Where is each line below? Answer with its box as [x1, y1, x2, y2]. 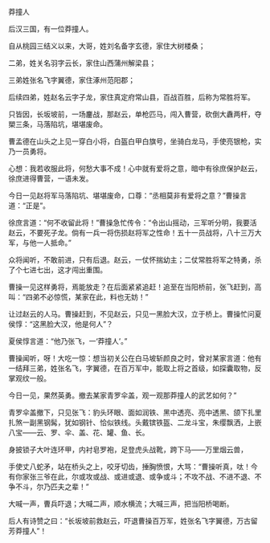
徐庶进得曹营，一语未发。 [8, 174, 93, 183]
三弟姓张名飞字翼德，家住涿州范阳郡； [8, 76, 135, 84]
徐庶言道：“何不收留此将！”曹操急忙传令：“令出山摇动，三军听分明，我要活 [8, 218, 257, 227]
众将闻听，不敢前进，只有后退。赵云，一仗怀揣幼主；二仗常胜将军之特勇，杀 [8, 255, 262, 264]
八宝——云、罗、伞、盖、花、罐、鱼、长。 [8, 428, 149, 437]
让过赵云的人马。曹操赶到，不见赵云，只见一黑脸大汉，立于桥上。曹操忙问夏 [8, 309, 262, 319]
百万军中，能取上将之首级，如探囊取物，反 [120, 364, 262, 373]
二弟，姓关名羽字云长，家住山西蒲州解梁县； [8, 59, 157, 67]
